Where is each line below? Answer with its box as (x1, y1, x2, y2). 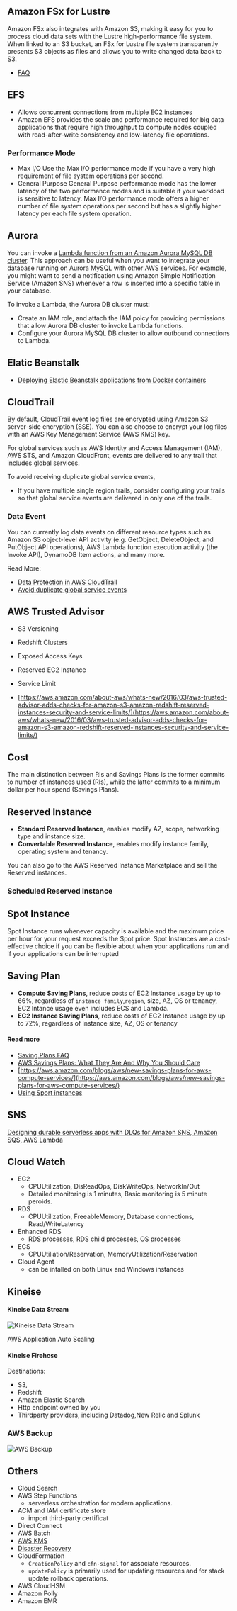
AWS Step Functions (17, 1491, 78, 1500)
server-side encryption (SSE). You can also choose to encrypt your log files (7, 422, 228, 431)
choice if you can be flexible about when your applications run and (34, 942, 229, 950)
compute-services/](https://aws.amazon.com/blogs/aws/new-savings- (17, 1073, 225, 1082)
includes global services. (7, 459, 80, 467)
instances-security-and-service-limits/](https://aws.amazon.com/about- (17, 708, 229, 717)
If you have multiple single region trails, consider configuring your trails (17, 486, 225, 495)
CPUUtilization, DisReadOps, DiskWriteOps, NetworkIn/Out (28, 1182, 200, 1191)
